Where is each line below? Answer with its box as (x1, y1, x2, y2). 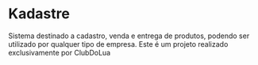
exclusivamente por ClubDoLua (8, 48, 111, 57)
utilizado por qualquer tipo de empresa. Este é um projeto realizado (8, 39, 229, 48)
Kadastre (8, 5, 70, 23)
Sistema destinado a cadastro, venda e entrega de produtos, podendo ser (8, 31, 250, 40)
